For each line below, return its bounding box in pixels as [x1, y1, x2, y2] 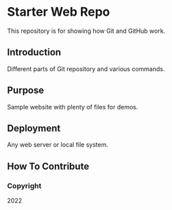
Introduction [7, 47, 62, 58]
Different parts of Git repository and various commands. [7, 64, 165, 73]
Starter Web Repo [7, 4, 110, 20]
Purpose [7, 85, 45, 96]
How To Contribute [7, 160, 90, 172]
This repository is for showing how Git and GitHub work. [7, 27, 166, 35]
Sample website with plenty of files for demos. [7, 103, 138, 111]
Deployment [7, 122, 61, 134]
